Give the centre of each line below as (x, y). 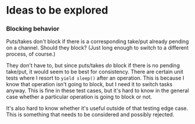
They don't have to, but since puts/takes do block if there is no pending (93, 66)
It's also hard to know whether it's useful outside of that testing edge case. (97, 108)
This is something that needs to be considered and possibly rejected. (90, 115)
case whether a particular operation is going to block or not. (79, 97)
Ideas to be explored (57, 10)
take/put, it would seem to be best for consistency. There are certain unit (95, 72)
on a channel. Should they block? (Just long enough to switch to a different (97, 48)
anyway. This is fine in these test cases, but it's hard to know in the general (97, 91)
